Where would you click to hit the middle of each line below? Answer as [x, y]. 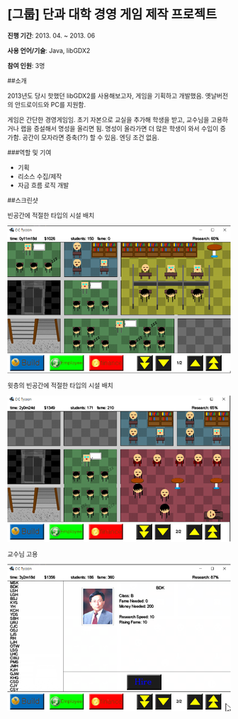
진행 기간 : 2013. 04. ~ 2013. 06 [51, 35]
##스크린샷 [23, 200]
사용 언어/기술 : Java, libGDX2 [49, 50]
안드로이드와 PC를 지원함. [50, 104]
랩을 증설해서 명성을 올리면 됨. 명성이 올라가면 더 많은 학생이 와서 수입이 [119, 128]
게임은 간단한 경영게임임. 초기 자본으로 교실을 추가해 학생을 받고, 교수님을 [108, 119]
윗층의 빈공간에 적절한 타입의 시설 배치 [60, 385]
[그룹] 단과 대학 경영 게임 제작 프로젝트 [112, 15]
